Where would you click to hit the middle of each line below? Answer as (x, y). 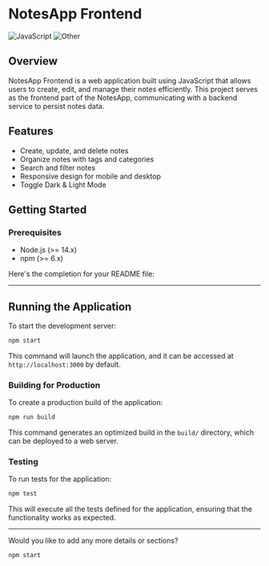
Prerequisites (35, 232)
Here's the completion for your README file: (81, 274)
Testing (23, 462)
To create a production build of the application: (86, 403)
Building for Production (54, 385)
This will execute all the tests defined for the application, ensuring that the (130, 509)
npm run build (32, 417)
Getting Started (48, 209)
